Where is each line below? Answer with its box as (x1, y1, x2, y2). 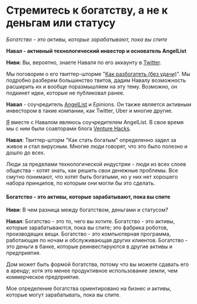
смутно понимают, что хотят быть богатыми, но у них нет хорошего (6, 173, 179, 180)
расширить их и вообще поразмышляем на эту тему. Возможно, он (6, 83, 177, 90)
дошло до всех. (6, 149, 46, 156)
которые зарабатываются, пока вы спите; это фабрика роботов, (6, 224, 169, 232)
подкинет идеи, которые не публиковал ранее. (6, 89, 125, 96)
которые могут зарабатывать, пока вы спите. (6, 292, 121, 299)
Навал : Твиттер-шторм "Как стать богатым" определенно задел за (6, 136, 176, 143)
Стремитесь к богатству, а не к (6, 4, 168, 17)
